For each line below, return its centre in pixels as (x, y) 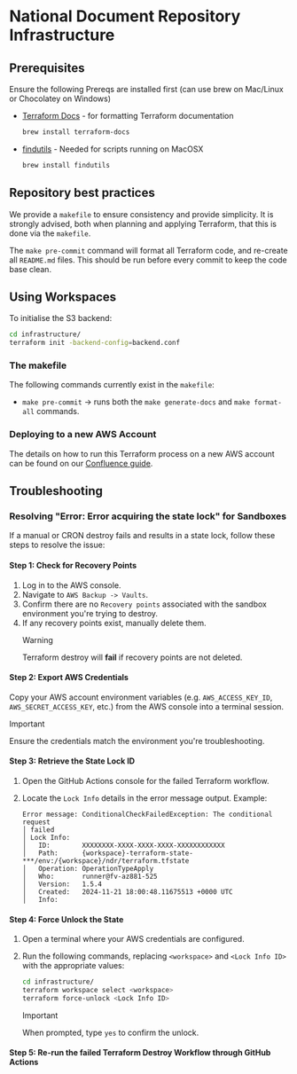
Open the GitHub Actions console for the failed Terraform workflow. (145, 781)
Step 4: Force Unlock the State (66, 919)
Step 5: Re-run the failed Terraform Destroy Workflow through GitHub (140, 1053)
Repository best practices (82, 193)
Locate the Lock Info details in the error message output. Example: (145, 798)
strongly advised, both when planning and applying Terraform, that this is (143, 223)
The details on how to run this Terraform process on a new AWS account (142, 453)
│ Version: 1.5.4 (62, 884)
